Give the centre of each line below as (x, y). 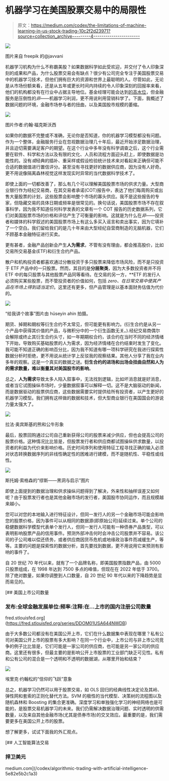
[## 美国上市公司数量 (27, 592)
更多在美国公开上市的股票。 (38, 721)
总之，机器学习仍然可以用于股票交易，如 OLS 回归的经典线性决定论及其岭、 (83, 690)
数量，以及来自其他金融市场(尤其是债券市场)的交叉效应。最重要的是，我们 (82, 715)
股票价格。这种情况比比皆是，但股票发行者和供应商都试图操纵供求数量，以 (82, 441)
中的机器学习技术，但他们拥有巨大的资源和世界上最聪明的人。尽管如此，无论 (84, 79)
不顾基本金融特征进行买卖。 (34, 234)
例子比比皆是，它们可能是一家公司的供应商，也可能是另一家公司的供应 (87, 646)
